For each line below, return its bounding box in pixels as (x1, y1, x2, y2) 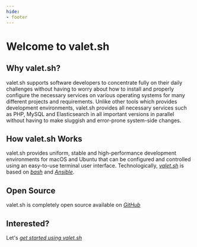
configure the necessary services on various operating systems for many (6, 91, 185, 98)
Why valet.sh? (6, 63, 61, 73)
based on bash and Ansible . (6, 168, 75, 175)
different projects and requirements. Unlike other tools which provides (6, 98, 177, 105)
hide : (6, 8, 20, 15)
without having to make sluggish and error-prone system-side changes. (6, 117, 182, 124)
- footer (6, 14, 28, 20)
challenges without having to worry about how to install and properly (6, 85, 174, 92)
